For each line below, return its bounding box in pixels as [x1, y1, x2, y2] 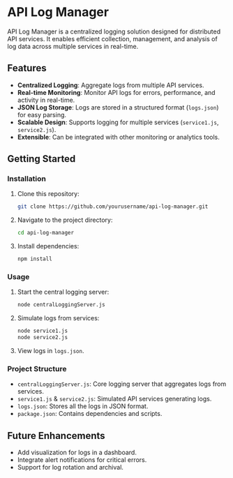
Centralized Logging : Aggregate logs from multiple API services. [17, 81, 204, 89]
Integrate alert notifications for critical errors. [17, 456, 147, 464]
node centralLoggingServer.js [17, 301, 106, 308]
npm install [17, 255, 52, 262]
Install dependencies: [17, 242, 80, 251]
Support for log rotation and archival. [17, 463, 124, 472]
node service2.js [17, 334, 68, 341]
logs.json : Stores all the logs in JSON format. [17, 402, 149, 410]
